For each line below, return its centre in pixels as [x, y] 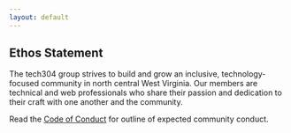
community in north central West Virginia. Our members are [149, 84]
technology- [244, 74]
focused [24, 84]
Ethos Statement [56, 53]
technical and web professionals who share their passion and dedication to [146, 92]
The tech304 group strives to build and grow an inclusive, [115, 74]
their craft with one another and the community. [96, 102]
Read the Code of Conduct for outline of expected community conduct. [139, 119]
